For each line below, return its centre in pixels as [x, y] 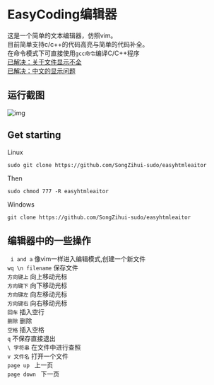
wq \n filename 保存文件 [43, 268]
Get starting [34, 135]
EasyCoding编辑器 [63, 15]
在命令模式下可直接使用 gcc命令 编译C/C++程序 [73, 53]
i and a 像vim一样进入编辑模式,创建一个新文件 [78, 259]
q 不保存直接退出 [32, 339]
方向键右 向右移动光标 [37, 303]
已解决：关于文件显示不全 [44, 62]
